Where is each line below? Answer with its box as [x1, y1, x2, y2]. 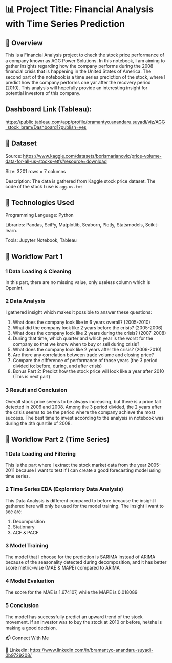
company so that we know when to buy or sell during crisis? [12, 341, 140, 347]
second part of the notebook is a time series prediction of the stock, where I [5, 74, 166, 80]
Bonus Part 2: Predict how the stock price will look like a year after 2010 [12, 368, 164, 374]
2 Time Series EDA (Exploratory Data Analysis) [5, 486, 124, 493]
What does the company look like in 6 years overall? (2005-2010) [12, 319, 150, 326]
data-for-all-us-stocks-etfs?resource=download [5, 158, 107, 164]
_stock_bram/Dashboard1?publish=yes [5, 124, 87, 130]
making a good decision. [5, 624, 57, 631]
